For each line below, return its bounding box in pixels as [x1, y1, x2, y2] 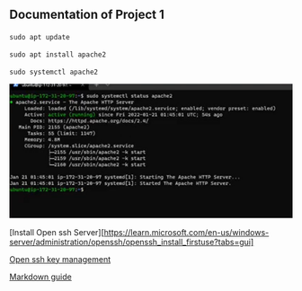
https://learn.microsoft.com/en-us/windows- [103, 226, 270, 237]
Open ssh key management [9, 253, 111, 264]
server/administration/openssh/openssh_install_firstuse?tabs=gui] [9, 236, 254, 247]
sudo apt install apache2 [9, 49, 106, 59]
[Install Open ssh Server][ [9, 226, 105, 237]
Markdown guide [9, 271, 72, 282]
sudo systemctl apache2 [9, 67, 99, 76]
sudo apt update [9, 32, 70, 41]
